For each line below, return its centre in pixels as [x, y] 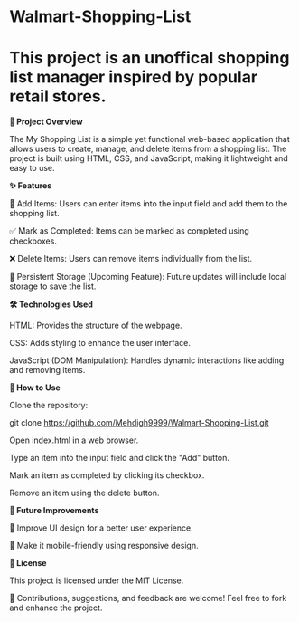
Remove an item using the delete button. [84, 493]
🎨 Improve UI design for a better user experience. [101, 528]
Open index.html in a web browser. [74, 440]
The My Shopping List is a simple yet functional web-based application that [150, 139]
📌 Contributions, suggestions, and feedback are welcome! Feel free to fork [148, 598]
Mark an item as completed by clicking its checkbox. [107, 475]
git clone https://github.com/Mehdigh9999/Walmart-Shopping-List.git [139, 423]
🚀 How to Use [35, 388]
